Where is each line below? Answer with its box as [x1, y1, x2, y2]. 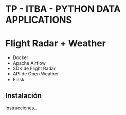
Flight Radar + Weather [5, 37, 106, 49]
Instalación [5, 91, 42, 100]
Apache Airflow [12, 60, 46, 66]
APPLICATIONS [5, 14, 73, 26]
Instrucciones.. [5, 105, 37, 111]
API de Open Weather [12, 71, 59, 77]
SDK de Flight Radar [12, 65, 56, 72]
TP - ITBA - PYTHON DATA [5, 3, 121, 15]
